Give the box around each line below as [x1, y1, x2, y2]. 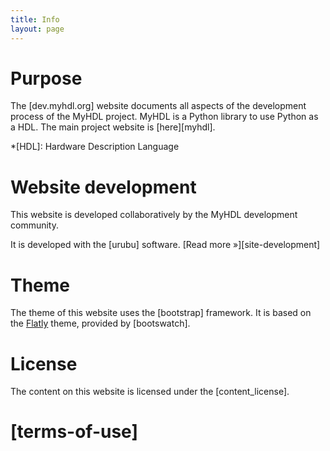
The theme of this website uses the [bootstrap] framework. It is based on [10, 307, 312, 319]
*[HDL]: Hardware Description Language [10, 141, 180, 153]
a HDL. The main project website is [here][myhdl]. [10, 121, 216, 133]
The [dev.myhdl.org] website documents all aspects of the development [10, 100, 307, 112]
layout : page [10, 24, 65, 34]
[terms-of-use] [10, 421, 138, 443]
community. [10, 219, 59, 231]
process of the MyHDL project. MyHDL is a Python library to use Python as [10, 111, 319, 123]
